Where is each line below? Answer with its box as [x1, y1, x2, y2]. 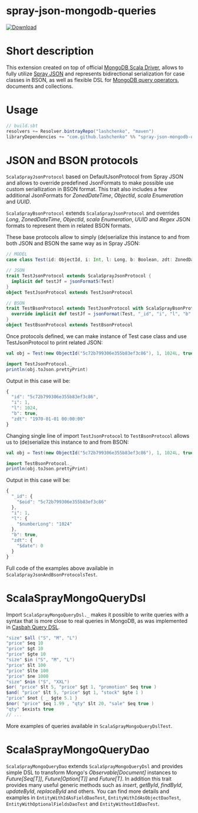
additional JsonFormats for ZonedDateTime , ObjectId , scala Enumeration [6, 192, 184, 199]
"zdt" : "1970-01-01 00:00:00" [11, 416, 85, 422]
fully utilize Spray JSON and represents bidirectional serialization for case [6, 70, 185, 77]
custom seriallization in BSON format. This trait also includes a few [6, 186, 168, 193]
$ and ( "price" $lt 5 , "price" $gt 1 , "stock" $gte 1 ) [6, 690, 144, 696]
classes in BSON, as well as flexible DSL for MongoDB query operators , [6, 76, 180, 83]
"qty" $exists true [6, 706, 54, 712]
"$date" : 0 [16, 543, 44, 549]
